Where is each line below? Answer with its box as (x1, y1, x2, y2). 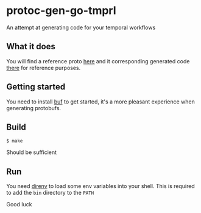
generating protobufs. (6, 104, 62, 111)
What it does (6, 41, 56, 52)
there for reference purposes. (6, 64, 81, 71)
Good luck (6, 201, 32, 208)
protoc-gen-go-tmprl (6, 4, 117, 18)
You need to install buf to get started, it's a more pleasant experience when (6, 98, 195, 105)
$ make (6, 138, 23, 144)
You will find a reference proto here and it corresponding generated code (6, 57, 190, 65)
